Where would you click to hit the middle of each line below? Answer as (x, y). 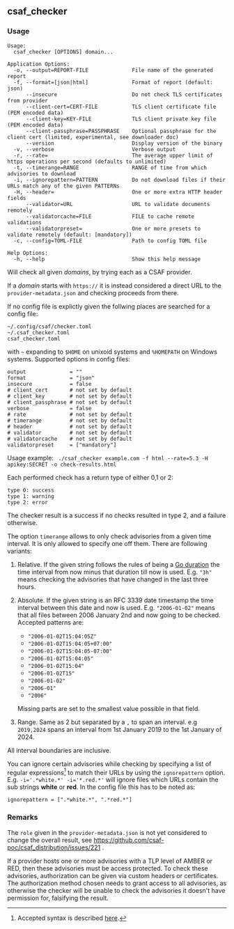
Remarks (23, 818)
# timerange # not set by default (70, 421)
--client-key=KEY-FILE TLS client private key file (121, 119)
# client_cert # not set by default (70, 390)
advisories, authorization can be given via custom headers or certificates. (113, 875)
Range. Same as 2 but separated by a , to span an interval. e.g (107, 722)
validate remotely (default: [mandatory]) (70, 235)
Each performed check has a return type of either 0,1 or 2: (91, 477)
